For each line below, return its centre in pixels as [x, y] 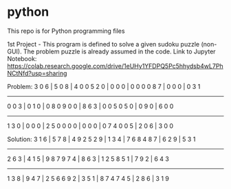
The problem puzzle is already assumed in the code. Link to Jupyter [119, 51]
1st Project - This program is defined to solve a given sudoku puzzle [103, 44]
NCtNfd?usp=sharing [37, 73]
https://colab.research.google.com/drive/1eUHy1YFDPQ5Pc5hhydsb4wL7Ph [115, 66]
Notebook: [22, 58]
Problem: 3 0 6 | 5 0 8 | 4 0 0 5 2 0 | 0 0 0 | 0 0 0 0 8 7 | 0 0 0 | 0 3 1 [104, 86]
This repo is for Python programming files [66, 31]
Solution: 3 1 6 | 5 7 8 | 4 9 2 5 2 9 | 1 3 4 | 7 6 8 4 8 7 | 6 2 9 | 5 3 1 [101, 139]
